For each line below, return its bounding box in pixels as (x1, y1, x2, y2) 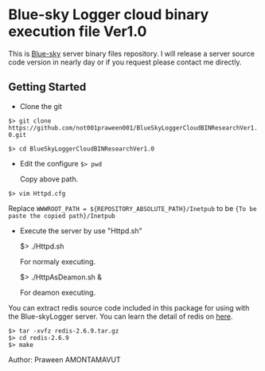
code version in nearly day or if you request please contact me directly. (8, 57, 242, 67)
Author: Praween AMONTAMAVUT (8, 354, 121, 364)
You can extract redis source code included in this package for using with (8, 303, 250, 312)
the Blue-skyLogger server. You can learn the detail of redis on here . (8, 311, 233, 321)
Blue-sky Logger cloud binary (8, 6, 209, 24)
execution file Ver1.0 (8, 22, 147, 41)
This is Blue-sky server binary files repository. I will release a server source (8, 49, 255, 58)
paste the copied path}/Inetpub (8, 212, 115, 220)
